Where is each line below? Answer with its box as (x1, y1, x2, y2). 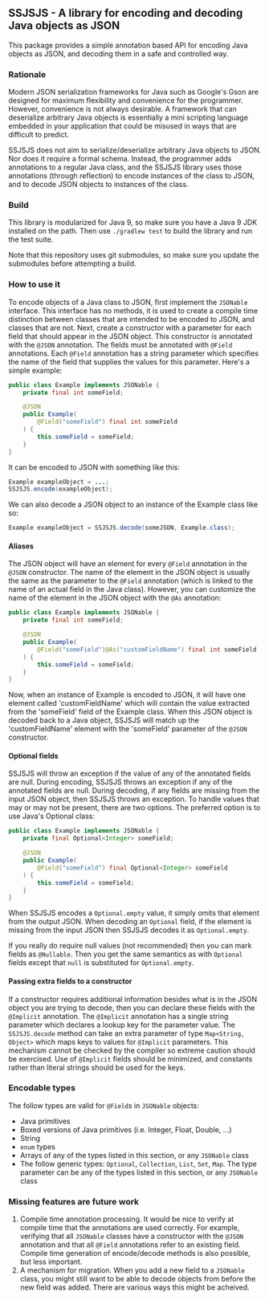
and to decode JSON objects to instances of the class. (8, 180, 189, 189)
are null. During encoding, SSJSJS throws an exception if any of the (8, 777, 233, 787)
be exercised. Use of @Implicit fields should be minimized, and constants (8, 1053, 253, 1063)
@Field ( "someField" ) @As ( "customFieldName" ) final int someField (37, 646, 257, 654)
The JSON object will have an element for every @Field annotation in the (8, 559, 247, 568)
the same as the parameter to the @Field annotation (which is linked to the (8, 576, 254, 585)
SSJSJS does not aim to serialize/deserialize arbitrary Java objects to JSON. (8, 145, 262, 155)
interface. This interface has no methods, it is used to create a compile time (8, 305, 259, 316)
